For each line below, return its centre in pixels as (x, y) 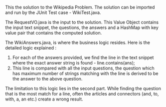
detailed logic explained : (31, 48)
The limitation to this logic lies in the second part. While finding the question (83, 88)
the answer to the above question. (47, 79)
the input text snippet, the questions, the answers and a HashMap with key (82, 27)
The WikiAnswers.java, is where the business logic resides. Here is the (78, 42)
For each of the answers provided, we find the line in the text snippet (83, 57)
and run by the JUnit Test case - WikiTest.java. (53, 12)
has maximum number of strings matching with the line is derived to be (85, 73)
